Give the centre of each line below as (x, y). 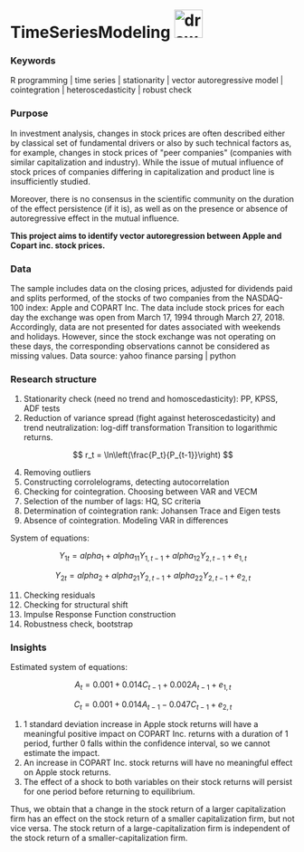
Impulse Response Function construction (100, 614)
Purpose (29, 113)
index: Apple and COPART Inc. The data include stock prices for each (155, 308)
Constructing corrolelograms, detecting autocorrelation (126, 482)
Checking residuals (59, 595)
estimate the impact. (62, 752)
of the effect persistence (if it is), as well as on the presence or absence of (149, 208)
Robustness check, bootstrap (78, 624)
